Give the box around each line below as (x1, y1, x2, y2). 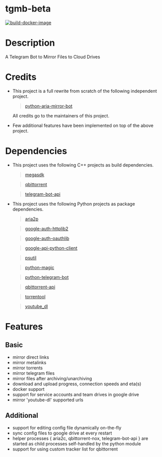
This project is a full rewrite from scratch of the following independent (12, 88, 157, 94)
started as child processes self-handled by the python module (12, 440, 141, 446)
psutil (25, 254, 37, 261)
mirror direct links (12, 354, 49, 360)
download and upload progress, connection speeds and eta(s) (12, 381, 141, 387)
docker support (12, 386, 45, 392)
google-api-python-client (25, 245, 78, 251)
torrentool (25, 293, 46, 299)
